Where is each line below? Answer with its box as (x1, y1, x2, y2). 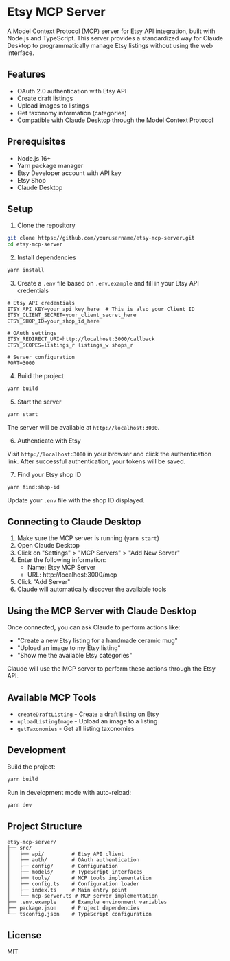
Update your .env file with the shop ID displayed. (7, 496, 146, 505)
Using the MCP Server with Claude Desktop (7, 605, 197, 616)
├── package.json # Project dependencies (7, 905, 139, 912)
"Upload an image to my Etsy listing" (16, 644, 122, 652)
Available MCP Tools (7, 691, 97, 704)
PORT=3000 (7, 360, 36, 367)
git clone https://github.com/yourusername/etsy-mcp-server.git (7, 235, 195, 242)
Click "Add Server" (16, 578, 71, 586)
